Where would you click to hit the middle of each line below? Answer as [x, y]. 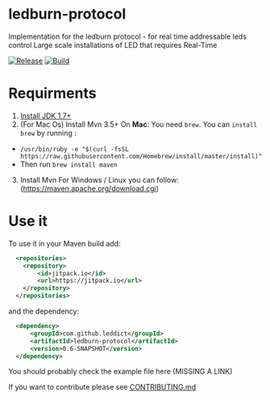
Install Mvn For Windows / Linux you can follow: [99, 179]
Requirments [52, 93]
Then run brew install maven [69, 164]
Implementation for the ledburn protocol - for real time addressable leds [128, 36]
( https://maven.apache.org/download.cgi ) [89, 188]
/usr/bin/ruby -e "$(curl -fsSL [74, 149]
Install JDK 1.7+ [46, 116]
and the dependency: [44, 311]
